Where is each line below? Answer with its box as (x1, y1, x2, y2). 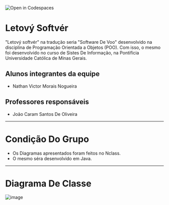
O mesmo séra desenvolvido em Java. (12, 155, 92, 161)
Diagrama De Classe (5, 178, 92, 189)
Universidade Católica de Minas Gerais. (5, 55, 87, 61)
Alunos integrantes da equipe (5, 70, 100, 78)
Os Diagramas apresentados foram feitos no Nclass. (12, 150, 121, 156)
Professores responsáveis (5, 98, 89, 106)
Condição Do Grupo (5, 133, 90, 145)
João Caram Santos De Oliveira (12, 111, 78, 117)
